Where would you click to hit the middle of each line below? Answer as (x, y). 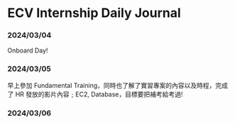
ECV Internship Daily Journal (94, 13)
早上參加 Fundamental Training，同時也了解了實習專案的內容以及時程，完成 (118, 85)
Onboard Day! (28, 50)
